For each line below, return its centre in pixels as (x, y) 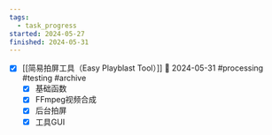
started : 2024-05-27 (47, 34)
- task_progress (47, 26)
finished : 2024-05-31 (49, 42)
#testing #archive (54, 78)
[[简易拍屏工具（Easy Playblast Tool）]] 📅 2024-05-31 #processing (143, 68)
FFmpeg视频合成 (66, 100)
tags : (19, 17)
